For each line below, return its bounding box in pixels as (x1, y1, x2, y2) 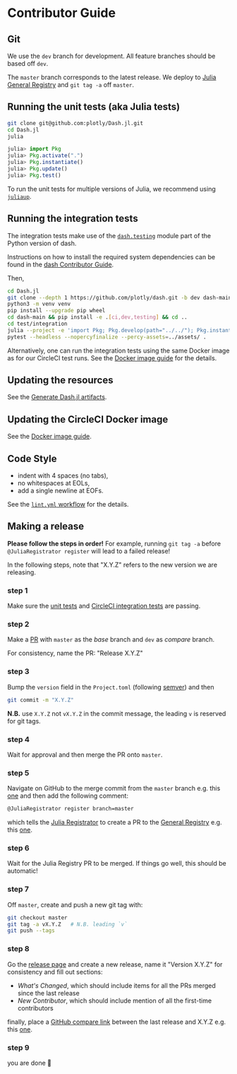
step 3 (7, 666, 30, 676)
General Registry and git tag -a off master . (7, 81, 135, 89)
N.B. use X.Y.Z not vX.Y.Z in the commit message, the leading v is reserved (7, 709, 226, 718)
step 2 (7, 620, 30, 630)
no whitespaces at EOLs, (17, 479, 90, 488)
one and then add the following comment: (7, 791, 129, 800)
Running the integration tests (7, 213, 139, 225)
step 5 (7, 768, 30, 778)
